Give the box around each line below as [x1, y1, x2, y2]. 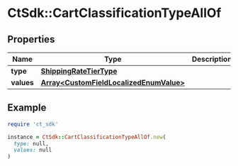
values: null [13, 147, 52, 154]
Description [191, 55, 232, 64]
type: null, [13, 140, 50, 147]
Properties [7, 33, 55, 45]
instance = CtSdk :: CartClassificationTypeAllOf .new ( [7, 133, 166, 140]
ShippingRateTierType [40, 66, 118, 76]
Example [7, 101, 47, 114]
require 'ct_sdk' [7, 121, 59, 128]
